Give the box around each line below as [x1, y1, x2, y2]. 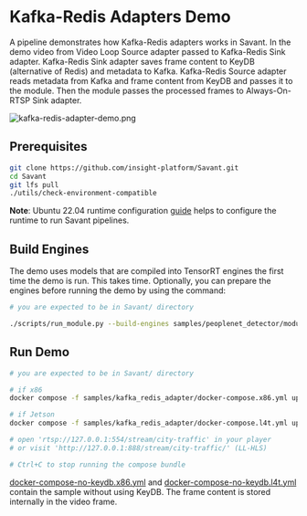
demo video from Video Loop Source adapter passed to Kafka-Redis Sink [9, 46, 286, 57]
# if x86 [9, 385, 43, 395]
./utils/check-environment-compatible [9, 189, 157, 198]
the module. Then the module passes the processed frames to [9, 85, 244, 96]
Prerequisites [9, 139, 88, 154]
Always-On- [245, 85, 292, 96]
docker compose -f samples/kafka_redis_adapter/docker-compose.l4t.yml [9, 418, 288, 428]
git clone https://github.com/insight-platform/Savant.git [9, 163, 239, 173]
